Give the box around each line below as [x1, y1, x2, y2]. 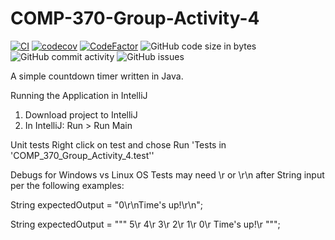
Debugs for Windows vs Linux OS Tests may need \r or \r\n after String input [10, 168, 325, 181]
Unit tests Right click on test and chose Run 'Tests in [10, 138, 227, 151]
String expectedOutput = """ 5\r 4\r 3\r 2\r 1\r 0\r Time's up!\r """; [10, 218, 281, 230]
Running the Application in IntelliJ [10, 89, 148, 101]
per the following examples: [10, 179, 125, 191]
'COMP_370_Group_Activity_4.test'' [10, 149, 155, 161]
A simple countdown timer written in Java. [10, 70, 184, 82]
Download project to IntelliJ [24, 108, 138, 121]
